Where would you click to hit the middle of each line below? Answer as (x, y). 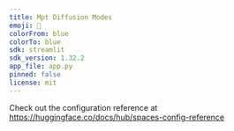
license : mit (33, 83)
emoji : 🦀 (25, 25)
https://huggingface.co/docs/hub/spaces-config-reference (117, 117)
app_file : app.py (41, 67)
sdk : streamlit (37, 50)
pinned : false (35, 75)
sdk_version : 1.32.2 (47, 58)
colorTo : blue (35, 42)
